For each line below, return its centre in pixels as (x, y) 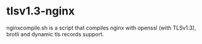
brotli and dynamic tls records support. (55, 34)
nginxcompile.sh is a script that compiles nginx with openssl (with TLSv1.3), (101, 28)
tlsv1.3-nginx (41, 11)
